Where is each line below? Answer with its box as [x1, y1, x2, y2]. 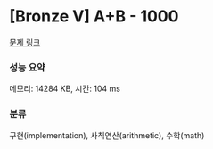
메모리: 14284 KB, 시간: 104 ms [9, 83, 120, 95]
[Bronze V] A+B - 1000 [9, 6, 179, 27]
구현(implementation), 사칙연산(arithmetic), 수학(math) [9, 129, 205, 140]
